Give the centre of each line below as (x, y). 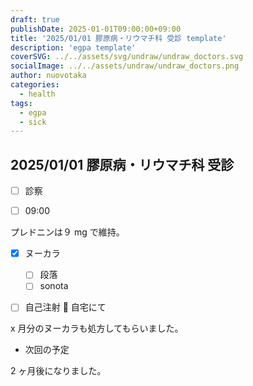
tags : (21, 103)
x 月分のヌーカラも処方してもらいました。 (97, 328)
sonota (54, 286)
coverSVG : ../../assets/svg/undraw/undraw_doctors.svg (127, 57)
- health (37, 94)
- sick (33, 122)
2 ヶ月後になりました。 (58, 371)
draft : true (35, 19)
